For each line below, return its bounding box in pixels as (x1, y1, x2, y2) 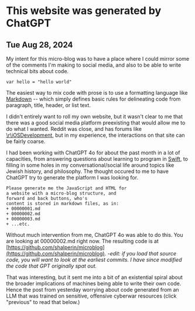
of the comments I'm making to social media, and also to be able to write (6, 61, 182, 68)
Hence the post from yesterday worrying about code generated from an (6, 286, 180, 293)
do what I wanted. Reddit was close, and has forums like (6, 126, 142, 132)
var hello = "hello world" (6, 79, 72, 85)
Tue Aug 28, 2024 (6, 40, 73, 50)
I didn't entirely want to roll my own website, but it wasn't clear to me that (6, 113, 183, 120)
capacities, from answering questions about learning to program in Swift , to (6, 155, 189, 162)
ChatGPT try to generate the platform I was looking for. (6, 174, 139, 181)
